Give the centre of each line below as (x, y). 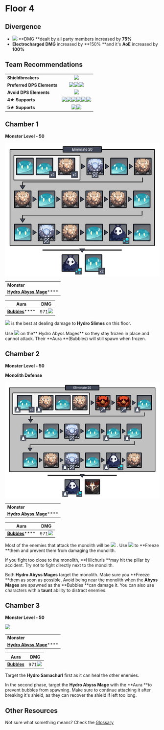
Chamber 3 (23, 605)
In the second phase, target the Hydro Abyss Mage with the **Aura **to (79, 685)
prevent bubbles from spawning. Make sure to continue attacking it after (78, 690)
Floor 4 (20, 9)
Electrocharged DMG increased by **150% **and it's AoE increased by (85, 44)
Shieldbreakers (23, 78)
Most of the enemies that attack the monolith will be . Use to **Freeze (82, 545)
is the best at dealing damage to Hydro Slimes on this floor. (71, 323)
